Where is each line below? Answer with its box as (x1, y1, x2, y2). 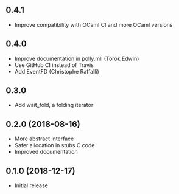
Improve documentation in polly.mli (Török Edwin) (14, 55, 139, 62)
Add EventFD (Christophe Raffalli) (14, 68, 99, 75)
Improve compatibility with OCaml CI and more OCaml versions (14, 21, 173, 28)
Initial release (14, 182, 48, 189)
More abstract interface (14, 135, 74, 142)
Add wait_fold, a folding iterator (14, 102, 94, 109)
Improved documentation (14, 148, 78, 156)
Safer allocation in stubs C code (14, 142, 95, 149)
